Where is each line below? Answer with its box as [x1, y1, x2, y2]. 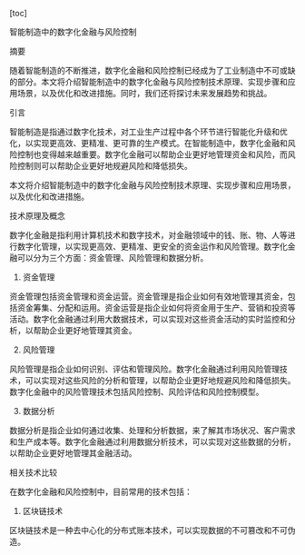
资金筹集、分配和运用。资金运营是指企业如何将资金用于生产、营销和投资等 [16, 302, 296, 312]
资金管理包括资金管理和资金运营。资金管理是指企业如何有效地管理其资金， [9, 291, 288, 302]
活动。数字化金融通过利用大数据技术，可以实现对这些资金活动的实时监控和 [9, 313, 288, 324]
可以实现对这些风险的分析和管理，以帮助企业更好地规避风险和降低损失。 [25, 375, 296, 385]
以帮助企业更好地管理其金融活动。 [9, 448, 137, 458]
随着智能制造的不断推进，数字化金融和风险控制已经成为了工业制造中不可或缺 [9, 65, 296, 75]
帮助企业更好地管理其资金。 [33, 325, 137, 335]
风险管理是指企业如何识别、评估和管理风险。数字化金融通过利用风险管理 [9, 363, 280, 374]
